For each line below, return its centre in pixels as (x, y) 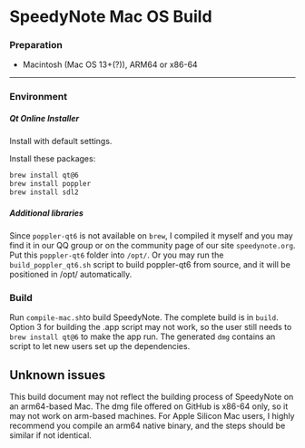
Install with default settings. (61, 141)
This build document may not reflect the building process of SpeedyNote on (152, 397)
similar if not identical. (51, 435)
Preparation (36, 45)
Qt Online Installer (44, 118)
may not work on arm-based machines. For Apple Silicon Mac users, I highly (152, 416)
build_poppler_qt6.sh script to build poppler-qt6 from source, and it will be (150, 264)
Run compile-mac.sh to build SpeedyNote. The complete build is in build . (144, 317)
